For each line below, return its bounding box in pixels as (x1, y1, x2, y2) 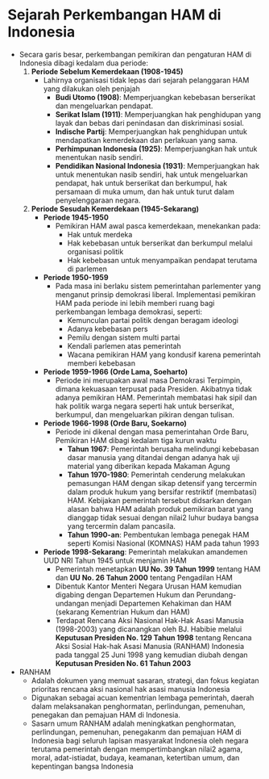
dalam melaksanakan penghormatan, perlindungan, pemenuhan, (31, 701, 246, 711)
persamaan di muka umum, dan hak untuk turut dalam (55, 186, 234, 196)
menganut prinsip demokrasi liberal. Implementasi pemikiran (55, 289, 256, 299)
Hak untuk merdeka (67, 229, 133, 239)
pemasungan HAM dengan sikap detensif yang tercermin (67, 478, 257, 488)
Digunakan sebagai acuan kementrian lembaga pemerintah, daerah (31, 693, 255, 702)
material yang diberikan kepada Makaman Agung (67, 461, 230, 471)
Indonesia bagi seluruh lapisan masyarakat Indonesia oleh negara (31, 735, 249, 745)
